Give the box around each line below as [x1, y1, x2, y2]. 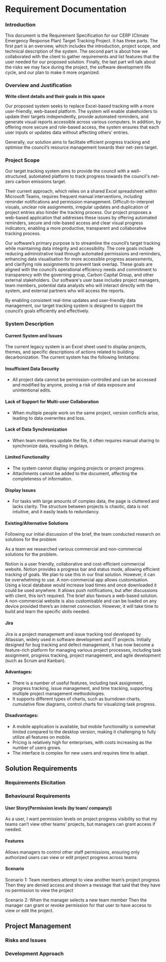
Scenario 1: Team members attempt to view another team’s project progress [5, 876, 160, 882]
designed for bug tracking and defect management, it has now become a [5, 642, 154, 648]
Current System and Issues [5, 332, 63, 339]
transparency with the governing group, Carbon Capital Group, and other [5, 272, 154, 278]
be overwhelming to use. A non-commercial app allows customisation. [5, 577, 149, 583]
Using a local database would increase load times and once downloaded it [5, 582, 157, 588]
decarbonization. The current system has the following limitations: [5, 354, 140, 360]
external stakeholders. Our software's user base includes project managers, [5, 277, 160, 283]
